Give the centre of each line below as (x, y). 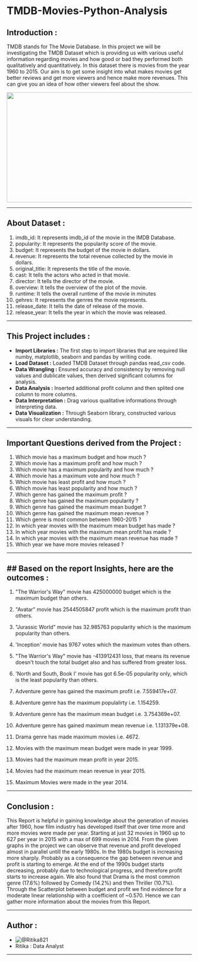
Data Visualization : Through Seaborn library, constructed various (95, 413)
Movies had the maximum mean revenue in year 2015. (80, 771)
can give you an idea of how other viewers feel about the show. (83, 84)
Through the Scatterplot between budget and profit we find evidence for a (97, 889)
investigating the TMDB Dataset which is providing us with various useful (95, 53)
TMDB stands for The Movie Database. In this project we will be (84, 46)
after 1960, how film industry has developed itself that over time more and (96, 827)
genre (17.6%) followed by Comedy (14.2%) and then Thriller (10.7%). (90, 883)
